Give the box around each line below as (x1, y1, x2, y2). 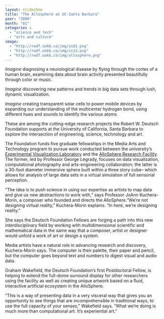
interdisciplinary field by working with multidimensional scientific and (5, 222, 144, 228)
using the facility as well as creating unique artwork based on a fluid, (5, 278, 144, 284)
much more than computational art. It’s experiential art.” (5, 308, 117, 314)
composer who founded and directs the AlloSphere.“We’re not (23, 197, 148, 203)
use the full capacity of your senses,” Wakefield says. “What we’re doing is (5, 303, 156, 309)
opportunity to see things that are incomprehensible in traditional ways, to (5, 298, 154, 304)
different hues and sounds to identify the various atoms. (5, 111, 118, 117)
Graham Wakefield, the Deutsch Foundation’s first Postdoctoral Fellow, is (5, 267, 152, 273)
